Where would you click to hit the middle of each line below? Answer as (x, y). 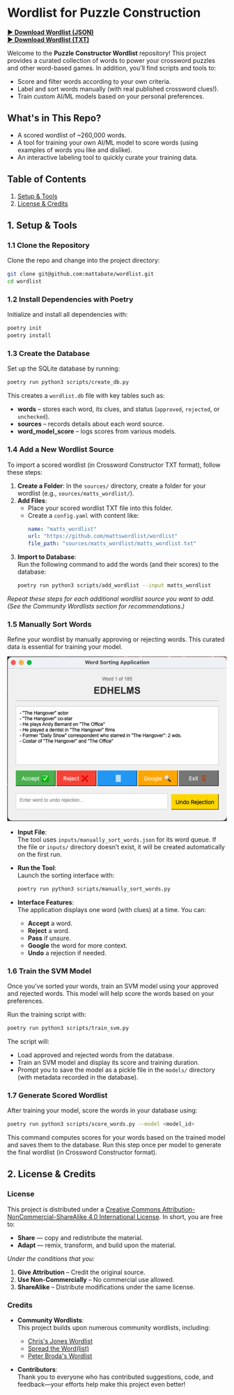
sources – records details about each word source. (91, 424)
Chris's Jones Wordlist (60, 1341)
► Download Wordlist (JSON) (50, 32)
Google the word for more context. (77, 945)
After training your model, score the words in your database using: (102, 1110)
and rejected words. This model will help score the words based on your (111, 993)
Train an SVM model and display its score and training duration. (108, 1062)
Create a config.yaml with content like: (83, 515)
